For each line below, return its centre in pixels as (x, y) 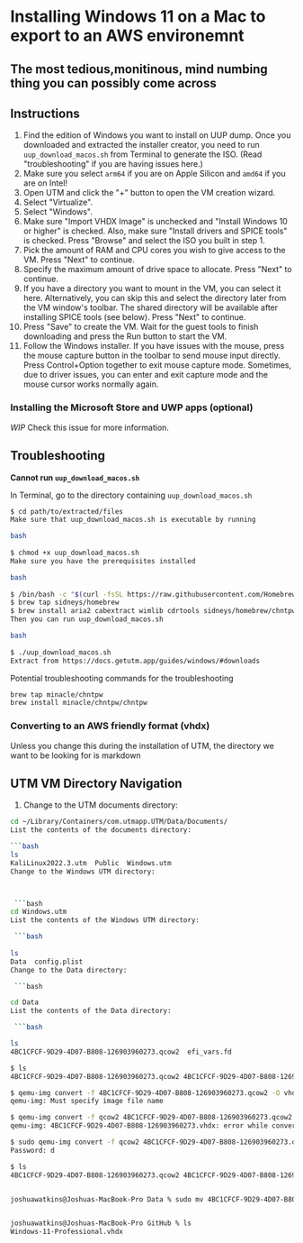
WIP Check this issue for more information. (90, 427)
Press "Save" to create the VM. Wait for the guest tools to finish (141, 327)
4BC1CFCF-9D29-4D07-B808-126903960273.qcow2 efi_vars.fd (121, 1052)
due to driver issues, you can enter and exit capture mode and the (146, 375)
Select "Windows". (58, 212)
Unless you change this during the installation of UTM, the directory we (143, 745)
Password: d (32, 1150)
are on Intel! (45, 183)
